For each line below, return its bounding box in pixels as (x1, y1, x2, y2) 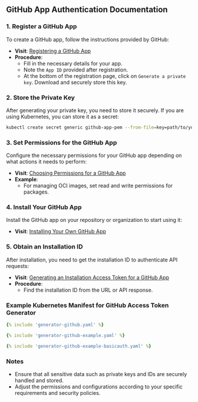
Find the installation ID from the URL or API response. (23, 286, 153, 293)
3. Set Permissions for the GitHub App (6, 138, 117, 146)
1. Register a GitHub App (6, 22, 77, 31)
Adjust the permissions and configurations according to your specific (14, 383, 183, 390)
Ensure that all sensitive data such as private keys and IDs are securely (14, 370, 187, 377)
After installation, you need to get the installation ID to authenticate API (6, 256, 178, 263)
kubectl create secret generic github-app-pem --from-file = (6, 124, 157, 130)
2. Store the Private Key (6, 93, 75, 102)
